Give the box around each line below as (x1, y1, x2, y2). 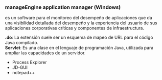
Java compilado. (5, 40, 39, 46)
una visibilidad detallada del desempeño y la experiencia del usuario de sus (5, 20, 158, 26)
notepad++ (12, 70, 35, 76)
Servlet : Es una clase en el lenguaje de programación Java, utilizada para (5, 45, 154, 51)
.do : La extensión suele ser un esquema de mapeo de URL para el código (5, 34, 153, 40)
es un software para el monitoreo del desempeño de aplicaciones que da (5, 15, 153, 21)
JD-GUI (12, 64, 28, 70)
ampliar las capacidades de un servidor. (5, 50, 86, 56)
